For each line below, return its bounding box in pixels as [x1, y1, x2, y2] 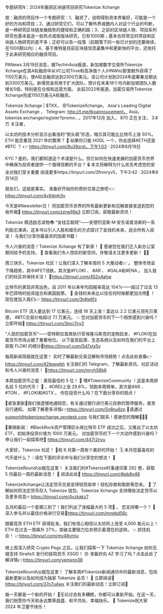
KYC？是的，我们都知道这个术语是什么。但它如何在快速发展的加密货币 [5, 155, 146, 161]
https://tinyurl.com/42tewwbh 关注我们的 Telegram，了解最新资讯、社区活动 [5, 361, 159, 367]
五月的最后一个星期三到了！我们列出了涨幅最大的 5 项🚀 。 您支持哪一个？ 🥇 [5, 504, 156, 510]
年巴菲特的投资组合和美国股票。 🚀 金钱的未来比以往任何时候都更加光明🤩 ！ [5, 290, 155, 296]
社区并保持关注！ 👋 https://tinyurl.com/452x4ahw [13, 274, 112, 280]
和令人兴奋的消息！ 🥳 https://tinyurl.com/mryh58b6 [5, 367, 107, 373]
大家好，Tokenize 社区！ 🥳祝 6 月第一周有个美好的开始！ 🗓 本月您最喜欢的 [5, 447, 155, 453]
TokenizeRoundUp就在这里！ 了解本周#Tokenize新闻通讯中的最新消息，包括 [5, 569, 158, 574]
